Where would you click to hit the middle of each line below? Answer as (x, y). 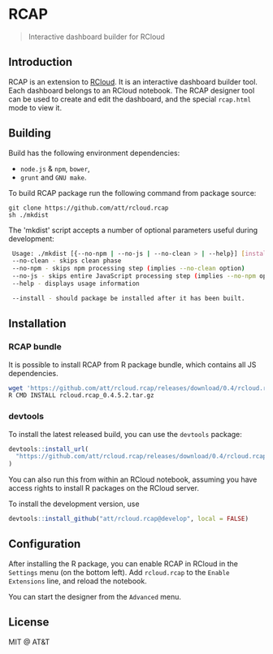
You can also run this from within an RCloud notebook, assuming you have (133, 479)
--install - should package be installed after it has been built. (128, 298)
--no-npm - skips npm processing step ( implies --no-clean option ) (128, 269)
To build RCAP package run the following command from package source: (132, 193)
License (29, 622)
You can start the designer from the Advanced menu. (95, 596)
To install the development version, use (74, 504)
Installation (37, 324)
